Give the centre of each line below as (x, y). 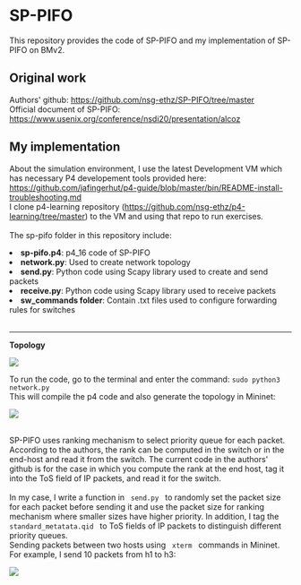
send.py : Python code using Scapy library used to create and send (145, 271)
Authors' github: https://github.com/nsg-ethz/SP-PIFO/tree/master (132, 99)
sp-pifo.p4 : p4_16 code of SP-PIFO (86, 253)
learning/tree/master (47, 216)
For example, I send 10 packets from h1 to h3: (93, 554)
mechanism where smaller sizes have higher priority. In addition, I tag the (144, 516)
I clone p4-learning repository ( (67, 206)
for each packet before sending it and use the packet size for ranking (137, 506)
